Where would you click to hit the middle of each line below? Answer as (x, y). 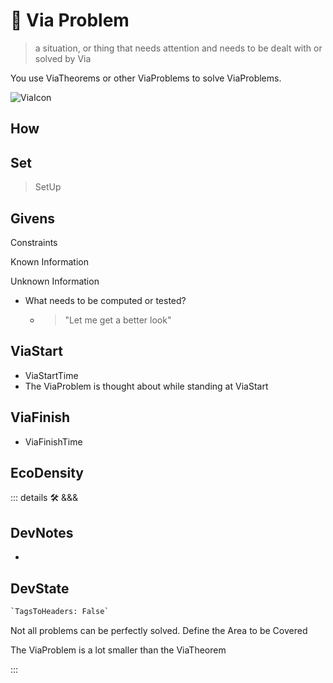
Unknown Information (55, 281)
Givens (33, 218)
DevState (40, 588)
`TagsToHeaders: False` (60, 612)
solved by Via (63, 58)
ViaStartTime (51, 375)
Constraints (34, 242)
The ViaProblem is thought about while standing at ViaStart (146, 386)
